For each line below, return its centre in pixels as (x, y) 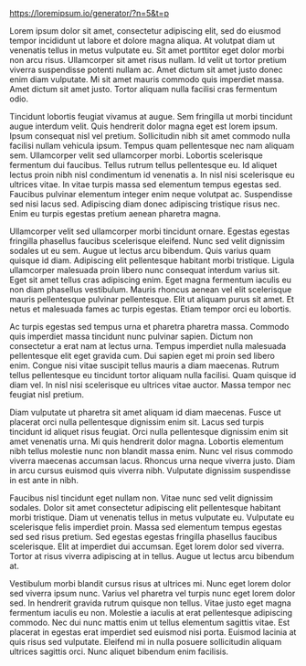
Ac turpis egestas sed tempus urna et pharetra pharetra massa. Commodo (149, 327)
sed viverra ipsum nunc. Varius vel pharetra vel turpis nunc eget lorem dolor (153, 593)
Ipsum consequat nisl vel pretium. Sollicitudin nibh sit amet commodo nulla (150, 136)
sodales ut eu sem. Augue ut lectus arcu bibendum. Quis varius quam (140, 251)
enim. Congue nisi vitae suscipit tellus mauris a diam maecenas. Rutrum (145, 365)
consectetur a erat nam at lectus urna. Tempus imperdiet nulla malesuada (148, 346)
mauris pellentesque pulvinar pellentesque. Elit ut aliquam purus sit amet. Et (152, 299)
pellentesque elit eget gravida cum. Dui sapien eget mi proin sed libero (142, 356)
